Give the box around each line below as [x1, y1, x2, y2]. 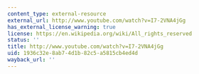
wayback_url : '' [7, 56, 55, 63]
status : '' [7, 37, 40, 44]
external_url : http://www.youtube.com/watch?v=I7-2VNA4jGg [7, 17, 186, 24]
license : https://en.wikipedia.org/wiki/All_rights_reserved [7, 30, 193, 37]
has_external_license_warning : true [7, 23, 116, 30]
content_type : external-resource [7, 10, 107, 18]
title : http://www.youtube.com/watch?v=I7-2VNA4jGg [7, 43, 163, 50]
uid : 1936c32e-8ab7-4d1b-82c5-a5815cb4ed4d [7, 50, 139, 57]
